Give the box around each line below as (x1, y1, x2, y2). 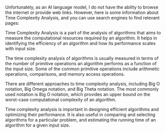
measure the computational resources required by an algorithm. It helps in (5, 35, 158, 41)
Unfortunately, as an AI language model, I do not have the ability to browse (5, 4, 159, 10)
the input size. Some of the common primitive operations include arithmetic (5, 66, 160, 72)
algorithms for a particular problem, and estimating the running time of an (5, 117, 156, 123)
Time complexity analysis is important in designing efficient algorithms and (5, 107, 159, 112)
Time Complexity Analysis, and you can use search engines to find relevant (5, 15, 160, 20)
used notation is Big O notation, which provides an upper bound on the (5, 92, 151, 97)
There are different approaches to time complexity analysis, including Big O (5, 81, 160, 87)
